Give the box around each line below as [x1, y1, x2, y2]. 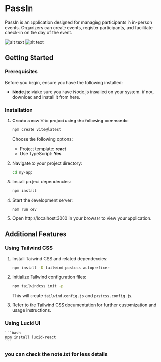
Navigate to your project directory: [12, 160, 82, 166]
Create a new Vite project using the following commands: [12, 118, 129, 123]
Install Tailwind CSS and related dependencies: [12, 256, 108, 262]
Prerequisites [5, 68, 38, 75]
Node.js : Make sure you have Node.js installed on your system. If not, [12, 89, 154, 95]
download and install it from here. [12, 94, 80, 100]
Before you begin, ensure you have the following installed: [5, 79, 123, 85]
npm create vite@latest [12, 127, 62, 132]
